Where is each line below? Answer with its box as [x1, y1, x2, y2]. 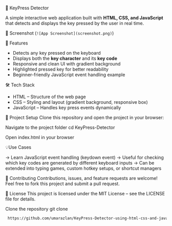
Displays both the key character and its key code [12, 55, 118, 61]
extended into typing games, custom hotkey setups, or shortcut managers [5, 165, 162, 171]
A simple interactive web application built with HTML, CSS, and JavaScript [5, 15, 163, 20]
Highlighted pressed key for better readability [12, 66, 109, 72]
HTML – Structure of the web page [12, 94, 86, 100]
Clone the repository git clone [5, 206, 68, 212]
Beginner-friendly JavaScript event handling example [12, 72, 125, 78]
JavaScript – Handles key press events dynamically [12, 105, 121, 110]
